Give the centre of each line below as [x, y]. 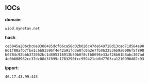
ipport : [12, 68]
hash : [11, 37]
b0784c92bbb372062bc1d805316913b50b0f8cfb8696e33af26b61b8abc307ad [75, 55]
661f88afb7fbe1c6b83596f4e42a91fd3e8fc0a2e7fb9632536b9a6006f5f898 [75, 50]
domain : [13, 19]
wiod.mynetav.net [23, 28]
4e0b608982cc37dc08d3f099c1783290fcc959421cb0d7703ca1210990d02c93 [75, 59]
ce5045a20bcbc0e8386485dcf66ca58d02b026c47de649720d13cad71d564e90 [75, 46]
